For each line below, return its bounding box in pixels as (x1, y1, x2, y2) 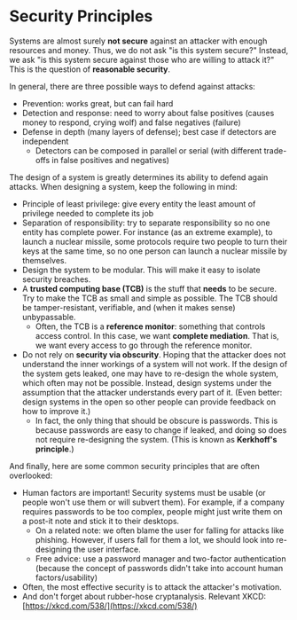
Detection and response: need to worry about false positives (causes (21, 107, 275, 118)
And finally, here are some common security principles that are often (9, 460, 260, 471)
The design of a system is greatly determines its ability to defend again (9, 171, 269, 183)
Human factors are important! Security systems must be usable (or (21, 487, 266, 498)
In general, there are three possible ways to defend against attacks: (9, 81, 255, 91)
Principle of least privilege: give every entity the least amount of (21, 198, 256, 209)
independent (21, 136, 69, 146)
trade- (263, 145, 287, 156)
